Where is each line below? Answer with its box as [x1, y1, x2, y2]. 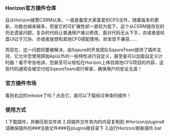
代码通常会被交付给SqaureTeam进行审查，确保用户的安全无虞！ [9, 66, 143, 72]
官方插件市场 [5, 80, 37, 87]
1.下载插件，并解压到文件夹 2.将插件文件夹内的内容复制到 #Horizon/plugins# [5, 118, 164, 125]
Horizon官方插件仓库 [5, 4, 57, 11]
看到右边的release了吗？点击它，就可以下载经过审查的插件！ [5, 92, 132, 98]
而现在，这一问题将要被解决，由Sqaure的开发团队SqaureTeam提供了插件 [5, 47, 157, 53]
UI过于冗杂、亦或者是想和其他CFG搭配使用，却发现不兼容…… [9, 36, 138, 42]
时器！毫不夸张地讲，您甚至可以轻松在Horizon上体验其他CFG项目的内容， [5, 59, 159, 65]
